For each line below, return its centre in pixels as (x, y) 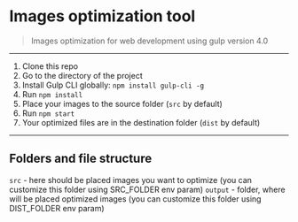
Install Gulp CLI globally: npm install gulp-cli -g (113, 85)
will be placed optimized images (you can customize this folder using (135, 199)
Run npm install (52, 94)
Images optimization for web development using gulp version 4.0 (149, 41)
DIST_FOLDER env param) (57, 208)
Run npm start (48, 113)
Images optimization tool (102, 16)
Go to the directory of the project (82, 75)
